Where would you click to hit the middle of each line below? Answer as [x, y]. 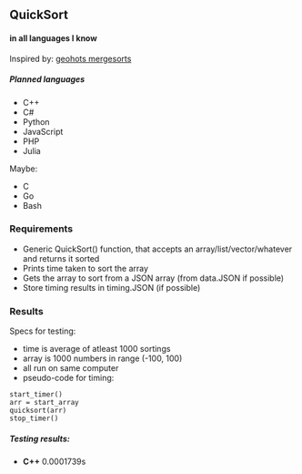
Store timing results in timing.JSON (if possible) [111, 287]
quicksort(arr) [38, 411]
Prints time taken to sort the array [85, 268]
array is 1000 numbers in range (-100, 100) [102, 358]
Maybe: [24, 169]
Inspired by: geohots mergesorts [70, 58]
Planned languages [47, 79]
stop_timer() [34, 418]
